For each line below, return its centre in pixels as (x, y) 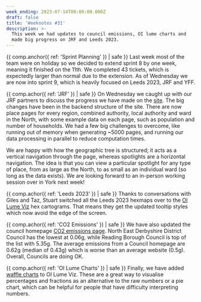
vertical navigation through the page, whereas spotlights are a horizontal (96, 156)
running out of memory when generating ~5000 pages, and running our (95, 132)
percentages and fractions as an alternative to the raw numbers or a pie (95, 281)
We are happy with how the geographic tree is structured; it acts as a (91, 150)
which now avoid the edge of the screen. (57, 213)
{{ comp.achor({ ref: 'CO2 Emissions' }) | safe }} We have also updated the (98, 225)
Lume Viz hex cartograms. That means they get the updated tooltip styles (97, 207)
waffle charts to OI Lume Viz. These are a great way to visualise (85, 274)
